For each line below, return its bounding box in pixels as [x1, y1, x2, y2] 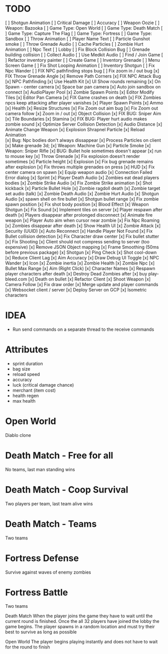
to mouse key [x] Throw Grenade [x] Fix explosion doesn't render [5, 153, 140, 159]
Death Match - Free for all [5, 449, 114, 461]
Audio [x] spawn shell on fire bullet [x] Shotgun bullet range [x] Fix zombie [5, 196, 159, 202]
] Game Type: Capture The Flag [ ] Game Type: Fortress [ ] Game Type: [5, 30, 152, 36]
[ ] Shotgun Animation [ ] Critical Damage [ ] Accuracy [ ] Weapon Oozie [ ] [5, 20, 159, 26]
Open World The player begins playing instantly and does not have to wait [5, 639, 158, 645]
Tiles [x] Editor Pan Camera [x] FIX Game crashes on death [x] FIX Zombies [5, 94, 161, 101]
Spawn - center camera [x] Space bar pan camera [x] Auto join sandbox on [5, 83, 161, 89]
